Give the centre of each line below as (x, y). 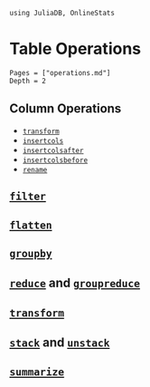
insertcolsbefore (55, 160)
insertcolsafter (53, 150)
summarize (37, 372)
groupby (31, 253)
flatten (31, 225)
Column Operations (66, 109)
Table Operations (75, 49)
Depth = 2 (28, 81)
